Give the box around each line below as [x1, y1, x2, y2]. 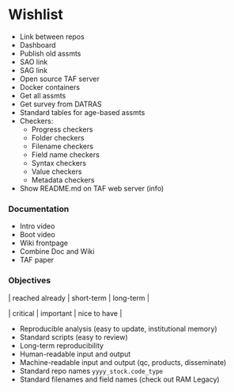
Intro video [19, 221, 55, 231]
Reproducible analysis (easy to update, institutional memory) [19, 324, 217, 333]
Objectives [8, 275, 51, 286]
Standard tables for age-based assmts [19, 107, 145, 117]
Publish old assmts [19, 48, 81, 58]
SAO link [19, 57, 48, 67]
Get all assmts [19, 90, 66, 100]
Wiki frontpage [19, 238, 69, 248]
